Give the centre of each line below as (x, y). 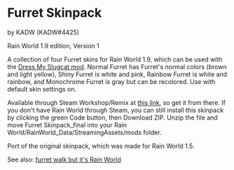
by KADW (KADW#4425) (43, 32)
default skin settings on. (42, 89)
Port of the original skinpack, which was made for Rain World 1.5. (101, 146)
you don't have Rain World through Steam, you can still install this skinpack (116, 110)
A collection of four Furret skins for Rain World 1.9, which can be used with (115, 59)
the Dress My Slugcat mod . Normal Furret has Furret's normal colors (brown (117, 66)
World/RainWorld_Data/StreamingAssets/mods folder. (85, 132)
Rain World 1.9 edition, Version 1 (53, 45)
